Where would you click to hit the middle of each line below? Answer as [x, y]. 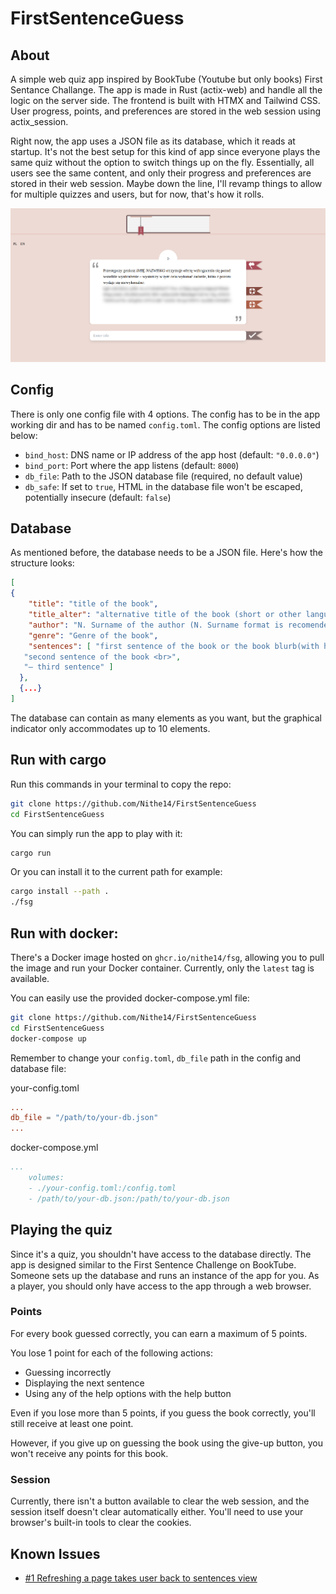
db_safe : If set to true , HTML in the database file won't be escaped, [163, 486]
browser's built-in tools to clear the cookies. [101, 1523]
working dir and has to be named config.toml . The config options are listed [165, 424]
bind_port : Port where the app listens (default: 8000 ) [132, 465]
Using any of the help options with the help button [128, 1393]
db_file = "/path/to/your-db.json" [84, 1118]
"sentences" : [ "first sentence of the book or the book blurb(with [174, 646]
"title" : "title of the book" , [93, 604]
